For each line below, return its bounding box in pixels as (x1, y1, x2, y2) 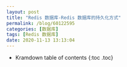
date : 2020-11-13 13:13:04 (6, 37, 75, 43)
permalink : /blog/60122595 (6, 20, 75, 26)
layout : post (6, 9, 40, 15)
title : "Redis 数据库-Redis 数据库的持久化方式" (6, 15, 122, 21)
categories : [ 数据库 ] (6, 26, 59, 32)
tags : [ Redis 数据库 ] (6, 32, 59, 38)
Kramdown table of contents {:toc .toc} (15, 54, 114, 61)
